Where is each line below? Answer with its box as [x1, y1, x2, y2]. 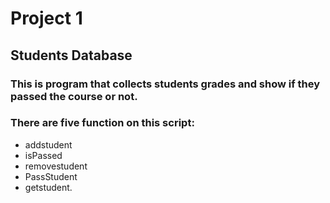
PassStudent [24, 170, 78, 182]
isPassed [24, 149, 63, 161]
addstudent [24, 138, 73, 151]
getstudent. [24, 181, 73, 193]
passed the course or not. [10, 89, 138, 103]
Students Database [10, 47, 133, 64]
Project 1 [10, 7, 83, 30]
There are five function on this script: [10, 116, 195, 130]
